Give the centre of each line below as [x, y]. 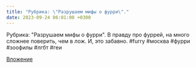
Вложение [20, 59]
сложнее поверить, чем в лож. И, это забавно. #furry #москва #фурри [98, 41]
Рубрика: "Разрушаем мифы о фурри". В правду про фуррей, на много [98, 34]
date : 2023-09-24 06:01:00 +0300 [49, 17]
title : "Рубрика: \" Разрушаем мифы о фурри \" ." [68, 12]
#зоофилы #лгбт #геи [34, 47]
